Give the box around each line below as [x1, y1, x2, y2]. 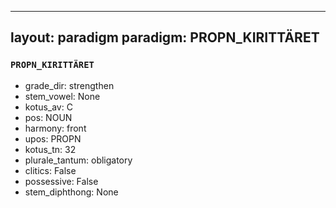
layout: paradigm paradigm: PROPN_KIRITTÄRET [10, 29, 320, 46]
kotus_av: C [24, 101, 73, 113]
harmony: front [24, 122, 87, 134]
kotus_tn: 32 [24, 143, 77, 155]
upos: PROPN [24, 132, 82, 145]
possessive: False [24, 175, 99, 187]
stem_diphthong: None [24, 186, 119, 198]
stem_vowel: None [24, 90, 101, 102]
